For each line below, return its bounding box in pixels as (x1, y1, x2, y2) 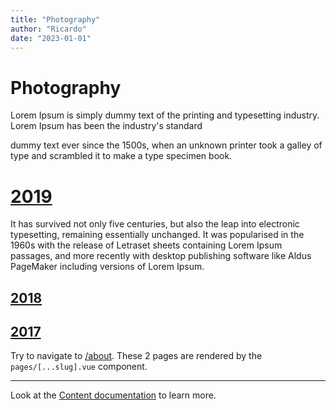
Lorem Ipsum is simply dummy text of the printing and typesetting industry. (10, 109, 320, 121)
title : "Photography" (10, 14, 101, 25)
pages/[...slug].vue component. (10, 361, 148, 373)
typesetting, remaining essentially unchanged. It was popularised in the (10, 229, 305, 241)
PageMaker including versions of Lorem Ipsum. (10, 261, 205, 273)
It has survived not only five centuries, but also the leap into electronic (10, 218, 300, 230)
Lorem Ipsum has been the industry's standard (10, 120, 203, 132)
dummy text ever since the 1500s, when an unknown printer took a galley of (10, 139, 323, 151)
